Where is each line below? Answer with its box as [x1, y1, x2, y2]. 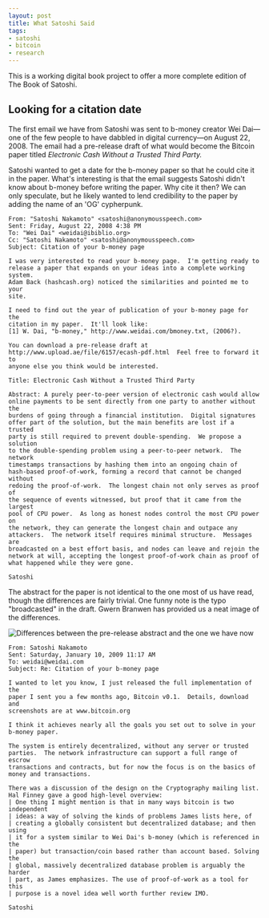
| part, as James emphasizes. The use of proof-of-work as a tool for [8, 875, 249, 883]
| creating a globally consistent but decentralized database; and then [8, 819, 256, 827]
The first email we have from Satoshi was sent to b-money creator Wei [8, 124, 241, 133]
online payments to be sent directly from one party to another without [8, 397, 256, 405]
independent [8, 805, 48, 813]
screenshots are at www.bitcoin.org [8, 707, 130, 715]
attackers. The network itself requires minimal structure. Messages [8, 530, 252, 538]
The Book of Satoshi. [8, 79, 78, 89]
